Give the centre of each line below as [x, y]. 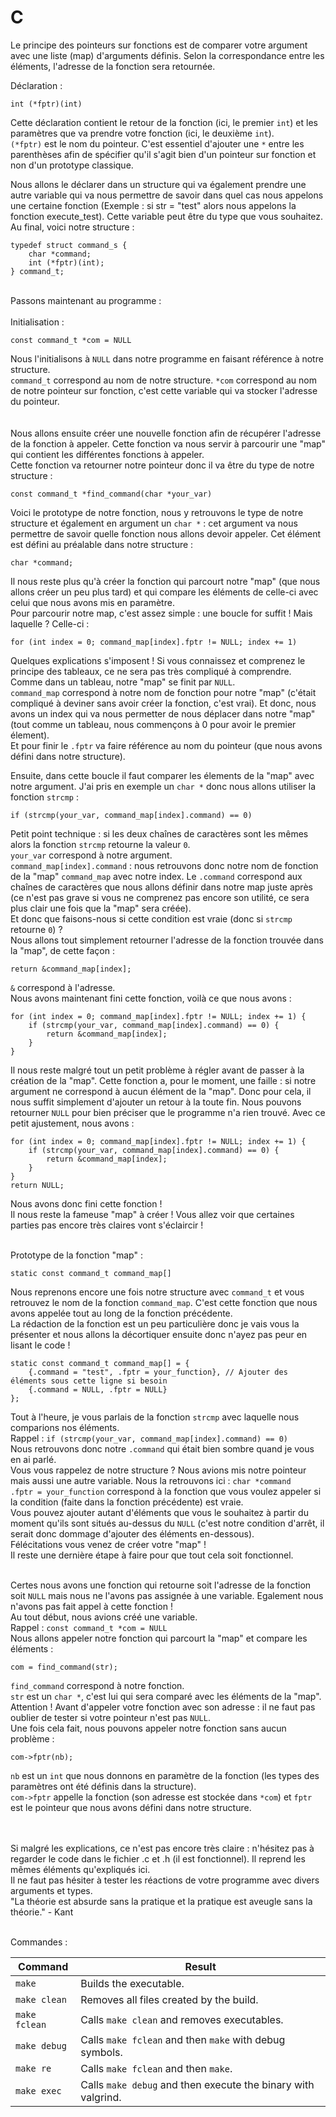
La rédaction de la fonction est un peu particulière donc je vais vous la [155, 1323]
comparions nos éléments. [65, 1427]
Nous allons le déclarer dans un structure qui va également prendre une [158, 184]
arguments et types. [51, 1890]
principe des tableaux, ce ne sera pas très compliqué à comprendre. [151, 671]
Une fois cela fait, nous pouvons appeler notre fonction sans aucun [148, 1728]
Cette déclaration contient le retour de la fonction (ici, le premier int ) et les [164, 122]
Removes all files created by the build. [169, 1999]
